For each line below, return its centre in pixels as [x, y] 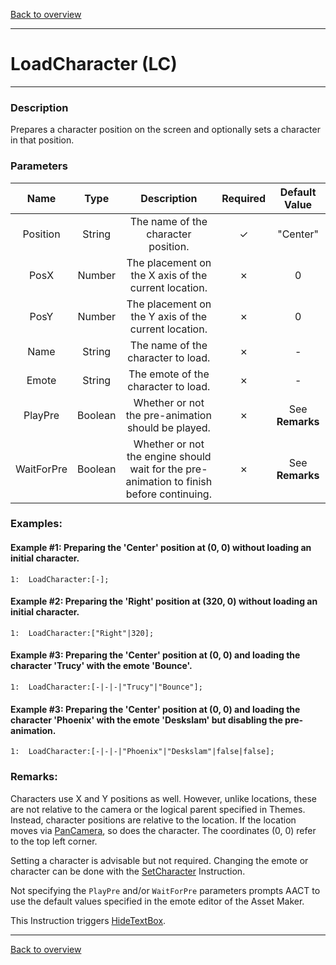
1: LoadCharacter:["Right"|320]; [82, 633]
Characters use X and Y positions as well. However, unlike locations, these [163, 798]
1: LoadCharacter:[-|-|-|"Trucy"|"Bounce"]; [106, 687]
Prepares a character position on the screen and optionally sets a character [165, 130]
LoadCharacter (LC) [94, 64]
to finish [193, 481]
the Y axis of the [169, 316]
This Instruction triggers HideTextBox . [88, 920]
